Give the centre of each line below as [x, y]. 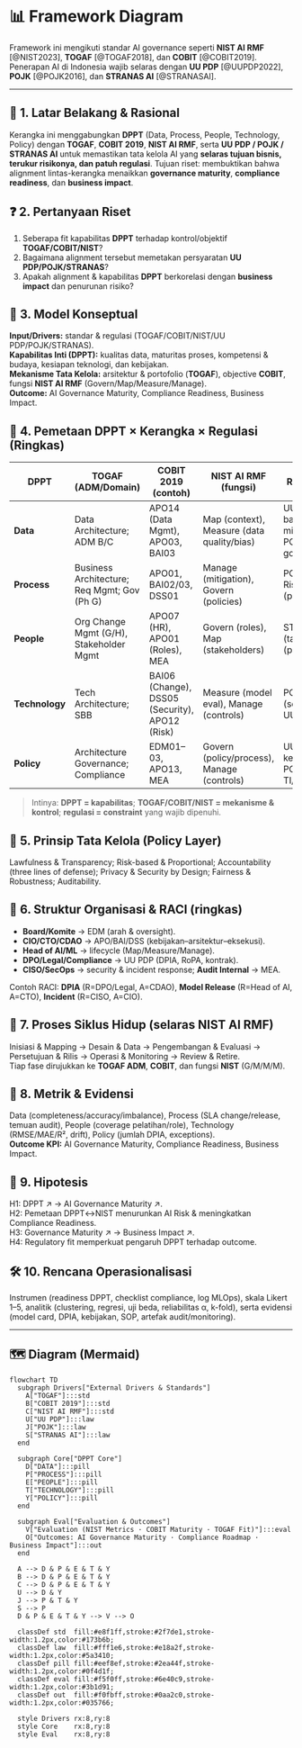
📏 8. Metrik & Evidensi [71, 1094]
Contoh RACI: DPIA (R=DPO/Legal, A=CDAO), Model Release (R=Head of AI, [151, 987]
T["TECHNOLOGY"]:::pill [70, 1490]
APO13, [165, 770]
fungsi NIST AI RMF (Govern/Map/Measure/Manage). [108, 383]
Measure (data [234, 531]
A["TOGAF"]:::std [58, 1395]
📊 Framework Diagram [97, 17]
